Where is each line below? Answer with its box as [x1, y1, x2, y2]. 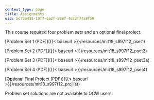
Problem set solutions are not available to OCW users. [5, 90, 113, 97]
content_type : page [5, 7, 45, 12]
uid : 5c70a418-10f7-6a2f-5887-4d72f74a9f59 [5, 16, 95, 21]
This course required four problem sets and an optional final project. [5, 29, 142, 35]
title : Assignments [5, 12, 45, 16]
